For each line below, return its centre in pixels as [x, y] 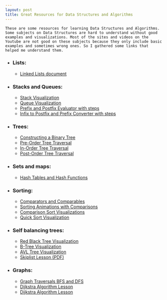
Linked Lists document [43, 74]
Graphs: [22, 270]
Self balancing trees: [38, 230]
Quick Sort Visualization [44, 217]
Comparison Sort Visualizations [52, 212]
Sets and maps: [32, 167]
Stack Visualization [39, 98]
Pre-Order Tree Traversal [46, 143]
